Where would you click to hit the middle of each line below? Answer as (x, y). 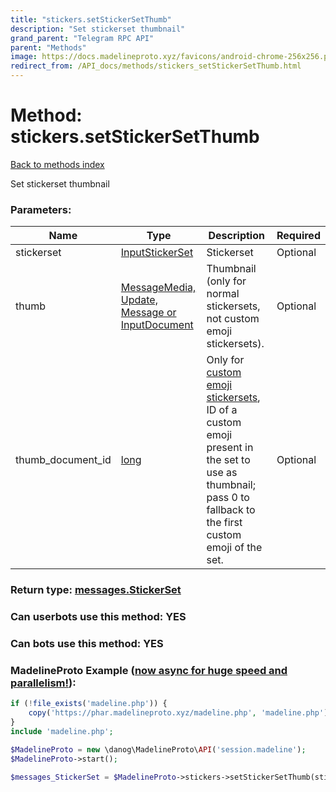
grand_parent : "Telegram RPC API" (82, 38)
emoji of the (234, 548)
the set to (228, 460)
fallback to (231, 510)
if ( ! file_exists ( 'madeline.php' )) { (89, 704)
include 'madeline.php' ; (62, 731)
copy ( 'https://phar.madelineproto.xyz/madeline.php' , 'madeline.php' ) (178, 713)
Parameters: (41, 209)
